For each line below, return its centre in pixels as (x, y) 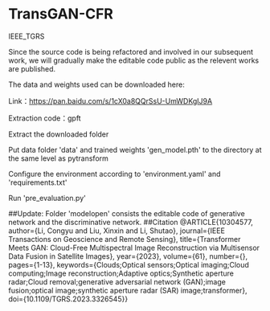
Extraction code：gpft (45, 118)
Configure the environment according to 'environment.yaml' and (115, 174)
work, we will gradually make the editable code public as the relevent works (134, 60)
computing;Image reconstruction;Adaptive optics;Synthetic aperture (121, 273)
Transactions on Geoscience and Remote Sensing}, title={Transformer (125, 239)
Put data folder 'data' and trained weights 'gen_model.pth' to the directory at (135, 149)
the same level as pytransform (58, 158)
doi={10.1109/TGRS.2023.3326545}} (68, 299)
